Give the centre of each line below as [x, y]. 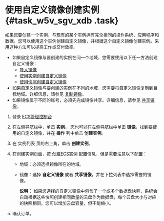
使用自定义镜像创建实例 [52, 10]
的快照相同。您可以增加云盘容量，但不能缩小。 [66, 203]
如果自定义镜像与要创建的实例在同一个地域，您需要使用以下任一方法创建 [85, 57]
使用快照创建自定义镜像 [43, 81]
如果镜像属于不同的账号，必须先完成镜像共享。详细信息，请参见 [76, 100]
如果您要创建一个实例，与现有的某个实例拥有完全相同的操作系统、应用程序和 [82, 35]
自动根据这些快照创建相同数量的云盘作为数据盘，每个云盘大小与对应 [88, 197]
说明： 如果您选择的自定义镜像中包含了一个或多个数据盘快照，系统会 [88, 191]
